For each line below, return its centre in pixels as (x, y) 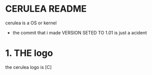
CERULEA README (46, 9)
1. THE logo (29, 53)
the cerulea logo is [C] (29, 67)
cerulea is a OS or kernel (31, 23)
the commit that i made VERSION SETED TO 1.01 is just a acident (80, 32)
